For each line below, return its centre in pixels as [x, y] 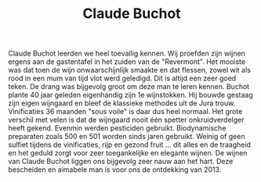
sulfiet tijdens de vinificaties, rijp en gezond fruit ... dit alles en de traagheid [129, 145]
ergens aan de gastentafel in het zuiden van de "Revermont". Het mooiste [127, 62]
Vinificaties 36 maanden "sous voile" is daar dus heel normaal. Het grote [125, 112]
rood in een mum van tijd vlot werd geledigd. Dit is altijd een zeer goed [122, 78]
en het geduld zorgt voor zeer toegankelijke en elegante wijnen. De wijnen [128, 153]
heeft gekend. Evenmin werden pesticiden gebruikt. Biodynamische [117, 128]
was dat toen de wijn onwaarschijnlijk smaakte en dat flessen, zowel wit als [129, 70]
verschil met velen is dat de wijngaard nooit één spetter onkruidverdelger [126, 120]
